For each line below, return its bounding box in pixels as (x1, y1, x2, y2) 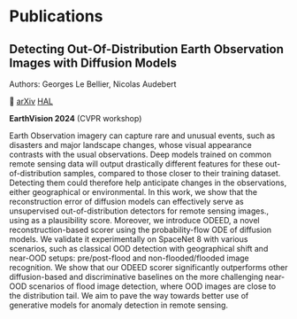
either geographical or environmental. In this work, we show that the (9, 187, 258, 197)
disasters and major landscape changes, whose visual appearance (9, 140, 252, 150)
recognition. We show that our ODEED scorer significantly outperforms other (9, 262, 288, 272)
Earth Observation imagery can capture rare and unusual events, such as (9, 130, 276, 141)
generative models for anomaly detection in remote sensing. (9, 300, 228, 310)
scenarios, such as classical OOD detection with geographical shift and (9, 244, 269, 253)
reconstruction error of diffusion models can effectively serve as (9, 197, 245, 206)
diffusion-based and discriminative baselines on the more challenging (9, 272, 263, 282)
